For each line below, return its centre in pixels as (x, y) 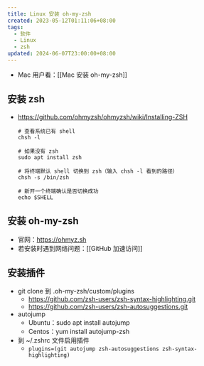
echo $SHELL (35, 197)
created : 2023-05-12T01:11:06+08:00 (61, 21)
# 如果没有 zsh (38, 151)
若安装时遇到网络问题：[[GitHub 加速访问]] (80, 248)
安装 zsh (26, 99)
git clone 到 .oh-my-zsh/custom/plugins (76, 291)
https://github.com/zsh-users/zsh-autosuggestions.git (108, 307)
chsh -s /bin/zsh (43, 177)
